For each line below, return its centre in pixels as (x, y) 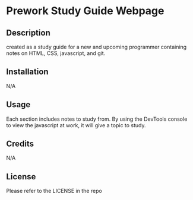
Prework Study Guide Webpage (85, 11)
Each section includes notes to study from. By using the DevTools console (97, 119)
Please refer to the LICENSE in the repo (54, 191)
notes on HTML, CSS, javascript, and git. (56, 53)
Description (28, 33)
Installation (27, 72)
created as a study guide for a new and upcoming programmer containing (96, 47)
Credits (20, 144)
